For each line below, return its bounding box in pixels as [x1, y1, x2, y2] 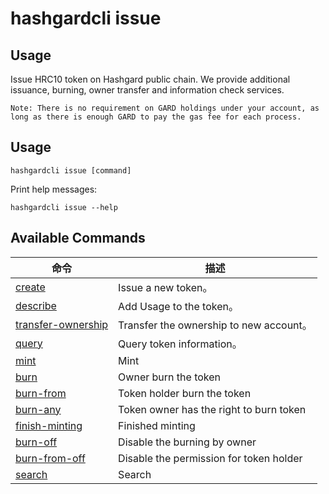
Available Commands [10, 230, 146, 247]
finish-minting [15, 418, 83, 432]
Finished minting [118, 418, 196, 432]
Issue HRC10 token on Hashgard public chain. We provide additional [10, 73, 291, 85]
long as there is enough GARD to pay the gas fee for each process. [10, 112, 302, 122]
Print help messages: [10, 183, 98, 195]
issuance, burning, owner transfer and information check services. [10, 84, 285, 96]
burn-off [15, 435, 58, 449]
